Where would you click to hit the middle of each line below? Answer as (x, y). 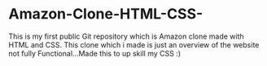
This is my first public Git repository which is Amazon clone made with (126, 36)
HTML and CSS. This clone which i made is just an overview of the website (134, 44)
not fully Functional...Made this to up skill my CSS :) (95, 53)
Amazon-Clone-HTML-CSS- (106, 14)
